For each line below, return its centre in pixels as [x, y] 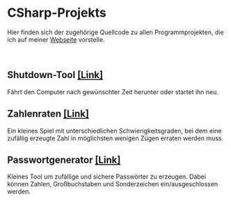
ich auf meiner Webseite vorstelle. [56, 39]
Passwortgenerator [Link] [64, 159]
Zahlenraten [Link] [48, 114]
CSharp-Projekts [57, 13]
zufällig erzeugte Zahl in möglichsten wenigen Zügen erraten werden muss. [115, 138]
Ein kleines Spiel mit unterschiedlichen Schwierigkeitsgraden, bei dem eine [114, 131]
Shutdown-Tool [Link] [55, 75]
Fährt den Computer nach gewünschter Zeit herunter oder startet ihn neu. [113, 91]
